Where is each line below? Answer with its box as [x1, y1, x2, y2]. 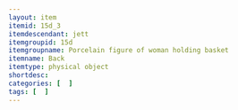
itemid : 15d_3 [8, 21, 62, 30]
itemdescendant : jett [8, 29, 89, 38]
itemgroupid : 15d [8, 37, 73, 47]
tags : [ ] [8, 87, 49, 96]
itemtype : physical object [8, 63, 109, 72]
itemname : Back [8, 54, 65, 63]
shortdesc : [8, 71, 49, 80]
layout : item [8, 12, 57, 22]
